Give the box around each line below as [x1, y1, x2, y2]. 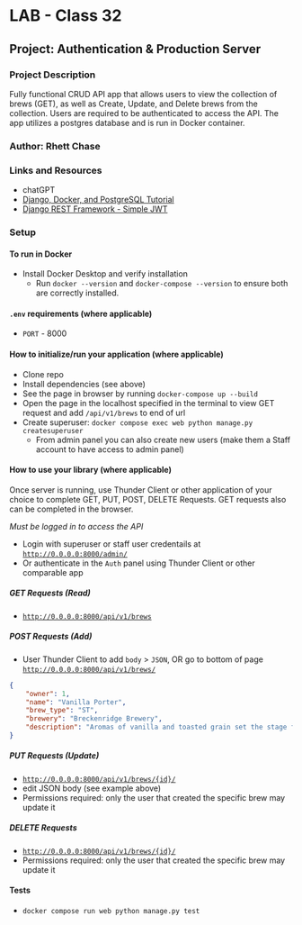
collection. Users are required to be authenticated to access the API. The [9, 107, 279, 118]
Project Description [9, 68, 96, 81]
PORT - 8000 [22, 328, 67, 339]
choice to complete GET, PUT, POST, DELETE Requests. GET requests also [9, 494, 287, 504]
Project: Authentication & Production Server [9, 41, 262, 57]
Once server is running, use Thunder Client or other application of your [9, 484, 272, 495]
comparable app [22, 567, 84, 577]
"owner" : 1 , [25, 689, 70, 698]
